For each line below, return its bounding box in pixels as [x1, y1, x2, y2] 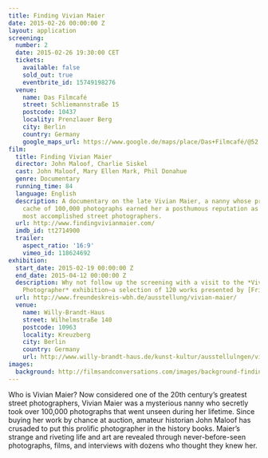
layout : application [8, 26, 77, 34]
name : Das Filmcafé [22, 93, 88, 101]
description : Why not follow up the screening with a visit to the [15, 278, 245, 287]
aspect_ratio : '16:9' [22, 242, 94, 250]
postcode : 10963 [22, 323, 77, 331]
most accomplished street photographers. [22, 212, 162, 220]
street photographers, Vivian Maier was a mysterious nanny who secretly [8, 398, 249, 408]
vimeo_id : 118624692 [22, 249, 91, 257]
